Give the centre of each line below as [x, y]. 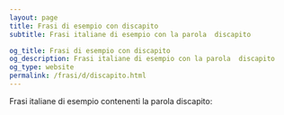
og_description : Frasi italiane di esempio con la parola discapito [142, 59]
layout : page [34, 18]
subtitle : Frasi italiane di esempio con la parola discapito [130, 34]
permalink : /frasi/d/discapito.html [78, 76]
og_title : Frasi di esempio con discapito [90, 50]
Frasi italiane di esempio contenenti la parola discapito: [111, 101]
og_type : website [42, 67]
